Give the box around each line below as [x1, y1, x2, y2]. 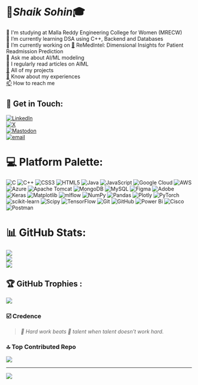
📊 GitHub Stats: [6, 226, 87, 239]
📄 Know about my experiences [6, 73, 81, 80]
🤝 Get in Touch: [6, 99, 64, 109]
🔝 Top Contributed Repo [6, 342, 77, 351]
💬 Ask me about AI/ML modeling [6, 54, 84, 61]
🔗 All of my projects [6, 66, 54, 73]
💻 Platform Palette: [6, 155, 103, 169]
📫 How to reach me [6, 79, 55, 86]
